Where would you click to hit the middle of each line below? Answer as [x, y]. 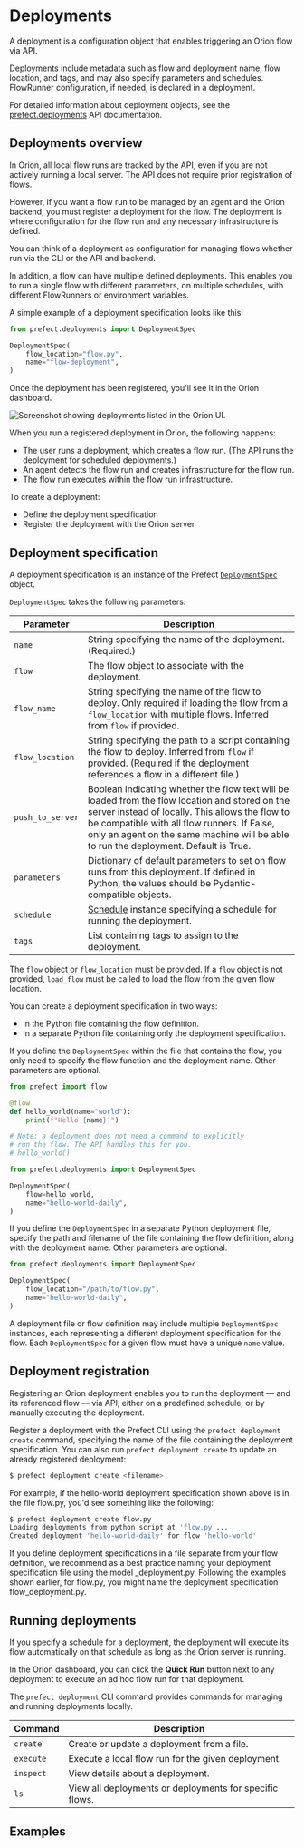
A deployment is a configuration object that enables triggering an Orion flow [151, 41]
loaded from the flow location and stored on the [189, 800]
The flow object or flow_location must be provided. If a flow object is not [146, 969]
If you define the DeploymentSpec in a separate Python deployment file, [140, 1228]
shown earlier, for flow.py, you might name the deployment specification [144, 1582]
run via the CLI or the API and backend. [83, 258]
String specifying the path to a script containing [189, 740]
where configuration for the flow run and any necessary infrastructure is [144, 221]
